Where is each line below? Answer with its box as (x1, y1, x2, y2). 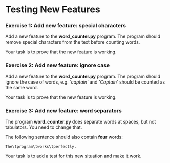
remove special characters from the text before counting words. (5, 39, 140, 45)
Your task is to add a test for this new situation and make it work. (5, 153, 142, 159)
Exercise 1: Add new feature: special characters (5, 22, 126, 29)
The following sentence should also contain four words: (5, 134, 123, 140)
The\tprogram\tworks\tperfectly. (5, 144, 77, 149)
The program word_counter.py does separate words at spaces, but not (5, 119, 156, 125)
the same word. (5, 84, 38, 90)
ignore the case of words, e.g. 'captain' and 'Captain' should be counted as (5, 78, 165, 85)
